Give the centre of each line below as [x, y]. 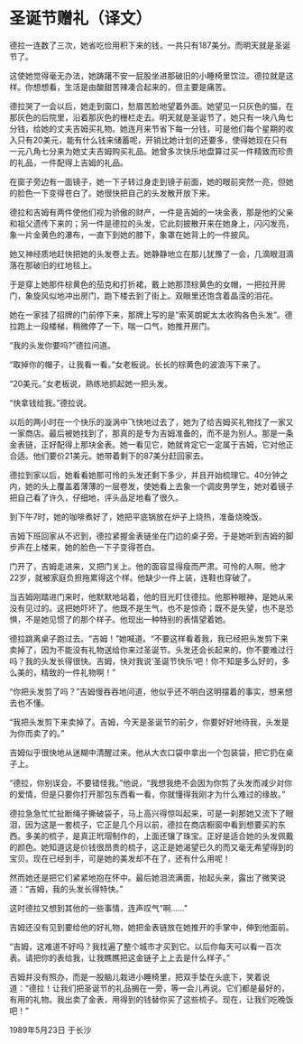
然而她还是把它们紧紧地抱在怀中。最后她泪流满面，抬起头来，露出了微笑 [143, 877]
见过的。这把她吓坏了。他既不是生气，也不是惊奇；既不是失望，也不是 [155, 608]
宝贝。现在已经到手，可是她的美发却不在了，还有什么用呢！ [120, 858]
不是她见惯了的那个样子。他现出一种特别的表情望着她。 [128, 619]
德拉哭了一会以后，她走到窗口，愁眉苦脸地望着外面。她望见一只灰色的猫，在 [151, 106]
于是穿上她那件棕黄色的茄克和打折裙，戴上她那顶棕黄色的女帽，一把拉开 [143, 284]
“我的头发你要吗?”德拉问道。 [62, 345]
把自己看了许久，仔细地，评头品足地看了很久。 [96, 497]
